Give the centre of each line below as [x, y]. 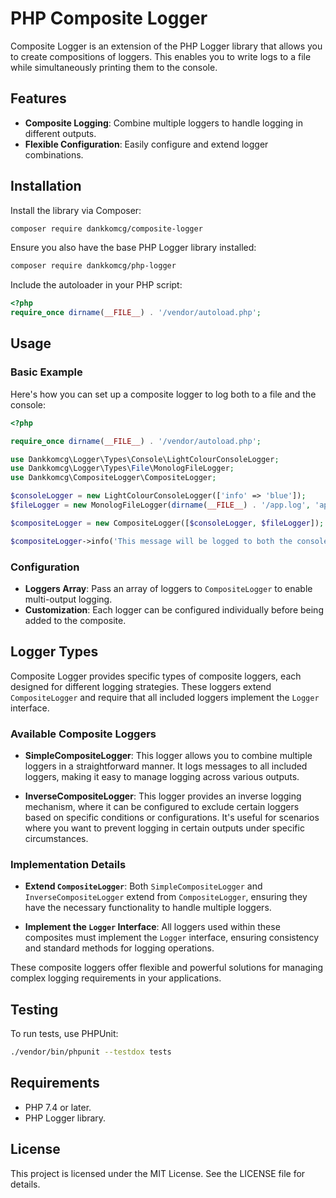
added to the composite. [75, 620]
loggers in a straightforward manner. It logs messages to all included [166, 766]
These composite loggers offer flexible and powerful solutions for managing [167, 968]
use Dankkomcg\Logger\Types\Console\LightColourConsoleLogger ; [145, 459]
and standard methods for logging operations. [119, 948]
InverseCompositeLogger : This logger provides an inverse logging [163, 796]
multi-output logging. [68, 599]
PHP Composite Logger [109, 18]
